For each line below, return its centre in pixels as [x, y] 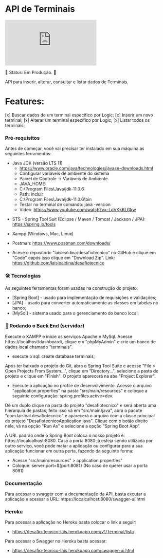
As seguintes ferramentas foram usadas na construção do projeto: [72, 288]
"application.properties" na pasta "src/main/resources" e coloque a [80, 391]
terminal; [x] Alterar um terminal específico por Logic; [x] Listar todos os [77, 120]
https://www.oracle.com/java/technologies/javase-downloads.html [86, 168]
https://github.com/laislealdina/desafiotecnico [58, 263]
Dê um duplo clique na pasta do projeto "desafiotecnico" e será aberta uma [81, 405]
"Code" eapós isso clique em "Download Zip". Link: [63, 258]
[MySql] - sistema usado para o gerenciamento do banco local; [75, 313]
